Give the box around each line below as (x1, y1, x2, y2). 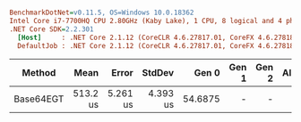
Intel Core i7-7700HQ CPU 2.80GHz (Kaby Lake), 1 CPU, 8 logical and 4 (9, 16, 282, 25)
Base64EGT (13, 93, 64, 105)
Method (21, 67, 56, 79)
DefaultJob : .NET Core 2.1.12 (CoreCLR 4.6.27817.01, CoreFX (17, 41, 254, 50)
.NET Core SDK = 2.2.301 (9, 24, 94, 34)
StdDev (142, 67, 175, 79)
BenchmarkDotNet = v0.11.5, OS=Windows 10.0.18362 (9, 8, 194, 17)
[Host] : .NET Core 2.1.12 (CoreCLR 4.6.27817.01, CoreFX (17, 33, 254, 42)
